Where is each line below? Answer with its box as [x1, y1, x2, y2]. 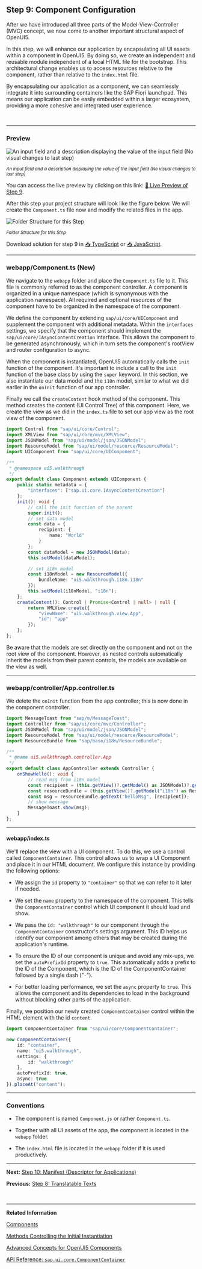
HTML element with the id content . [6, 1014, 92, 1021]
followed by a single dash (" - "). [14, 971, 93, 979]
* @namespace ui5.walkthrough [8, 465, 85, 471]
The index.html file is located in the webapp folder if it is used [14, 1145, 165, 1152]
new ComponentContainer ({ [6, 1036, 71, 1043]
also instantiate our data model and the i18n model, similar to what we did [6, 377, 189, 384]
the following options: [6, 867, 60, 874]
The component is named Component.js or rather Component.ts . [14, 1115, 171, 1123]
